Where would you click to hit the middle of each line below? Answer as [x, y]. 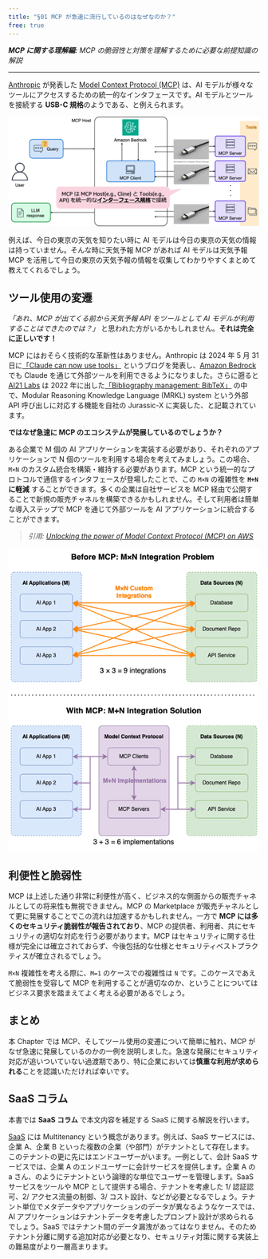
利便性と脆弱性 [45, 875]
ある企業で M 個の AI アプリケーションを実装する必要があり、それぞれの [127, 449]
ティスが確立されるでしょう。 [57, 956]
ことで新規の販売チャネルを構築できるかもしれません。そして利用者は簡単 [137, 499]
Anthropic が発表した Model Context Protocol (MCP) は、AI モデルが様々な [131, 85]
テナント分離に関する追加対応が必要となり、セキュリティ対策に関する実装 [130, 1236]
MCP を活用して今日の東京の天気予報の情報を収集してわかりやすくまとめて [132, 260]
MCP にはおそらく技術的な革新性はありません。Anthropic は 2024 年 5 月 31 [134, 355]
